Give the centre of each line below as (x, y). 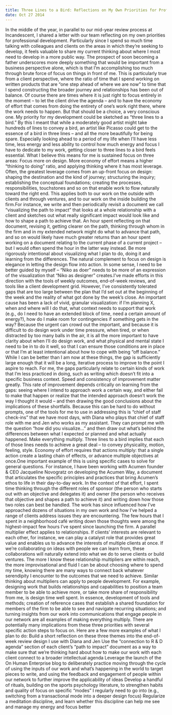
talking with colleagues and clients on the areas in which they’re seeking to (84, 46)
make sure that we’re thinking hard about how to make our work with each (83, 652)
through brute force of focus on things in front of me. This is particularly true (86, 73)
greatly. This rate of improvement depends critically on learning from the (82, 384)
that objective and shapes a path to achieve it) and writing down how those (84, 499)
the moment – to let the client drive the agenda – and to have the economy (84, 100)
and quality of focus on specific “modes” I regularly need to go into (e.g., (82, 690)
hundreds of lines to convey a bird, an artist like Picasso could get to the (81, 128)
